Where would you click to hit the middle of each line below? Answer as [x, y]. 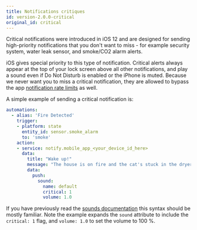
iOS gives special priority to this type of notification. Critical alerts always [94, 63]
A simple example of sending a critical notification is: [70, 99]
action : [26, 143]
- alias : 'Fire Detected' [43, 116]
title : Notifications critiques [45, 11]
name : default [60, 186]
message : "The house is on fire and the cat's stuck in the [102, 165]
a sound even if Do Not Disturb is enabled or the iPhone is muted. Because [96, 75]
